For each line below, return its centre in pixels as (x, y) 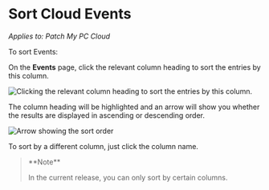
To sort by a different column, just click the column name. (104, 146)
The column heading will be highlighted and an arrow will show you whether (134, 107)
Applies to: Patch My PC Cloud (59, 36)
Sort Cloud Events (70, 14)
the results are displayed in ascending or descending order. (106, 115)
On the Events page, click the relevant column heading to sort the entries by (134, 67)
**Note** (44, 162)
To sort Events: (33, 51)
